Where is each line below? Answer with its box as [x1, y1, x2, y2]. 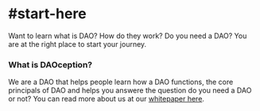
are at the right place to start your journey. [8, 39, 147, 48]
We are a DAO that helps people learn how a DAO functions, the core [8, 77, 234, 87]
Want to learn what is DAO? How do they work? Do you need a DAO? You [8, 31, 247, 40]
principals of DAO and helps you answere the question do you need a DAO [8, 86, 252, 95]
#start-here [8, 5, 87, 23]
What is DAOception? [8, 59, 93, 70]
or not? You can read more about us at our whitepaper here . [8, 94, 205, 104]
